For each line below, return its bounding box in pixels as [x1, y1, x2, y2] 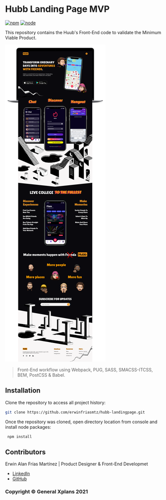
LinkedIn [12, 471, 30, 477]
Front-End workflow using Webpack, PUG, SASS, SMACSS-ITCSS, [17, 367, 153, 373]
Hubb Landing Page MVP [5, 3, 110, 15]
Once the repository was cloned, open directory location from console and [5, 419, 158, 425]
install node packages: [5, 424, 51, 430]
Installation [5, 387, 41, 395]
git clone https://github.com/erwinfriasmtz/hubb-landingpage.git [5, 410, 145, 415]
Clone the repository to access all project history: [5, 399, 106, 405]
